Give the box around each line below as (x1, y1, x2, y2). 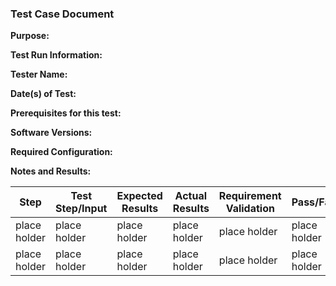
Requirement (218, 189, 282, 203)
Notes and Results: (10, 165, 92, 177)
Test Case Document (10, 7, 115, 21)
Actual (174, 189, 208, 203)
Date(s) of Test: (10, 88, 77, 100)
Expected (116, 189, 163, 203)
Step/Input (55, 202, 108, 216)
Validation (225, 202, 275, 216)
